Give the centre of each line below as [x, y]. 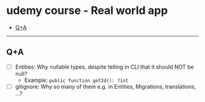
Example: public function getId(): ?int [76, 80]
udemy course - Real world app [87, 11]
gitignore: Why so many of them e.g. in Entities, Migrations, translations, [106, 86]
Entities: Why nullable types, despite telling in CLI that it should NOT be [104, 67]
